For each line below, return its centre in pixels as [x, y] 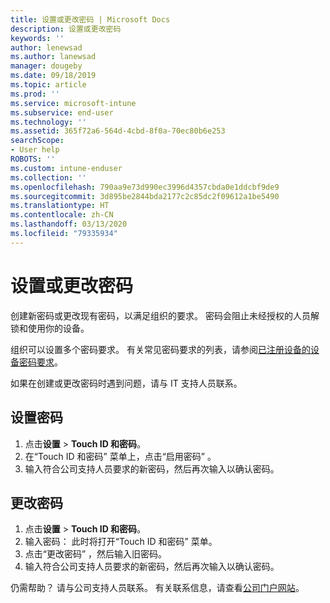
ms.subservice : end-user [62, 112]
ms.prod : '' [35, 94]
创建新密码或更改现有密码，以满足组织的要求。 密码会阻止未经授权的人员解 [165, 315]
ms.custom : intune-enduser [66, 168]
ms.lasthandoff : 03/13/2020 [69, 224]
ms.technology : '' [48, 122]
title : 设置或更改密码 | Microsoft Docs [90, 19]
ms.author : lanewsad [53, 57]
